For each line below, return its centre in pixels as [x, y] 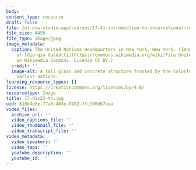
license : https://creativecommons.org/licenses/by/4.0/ [75, 88]
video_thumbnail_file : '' [43, 126]
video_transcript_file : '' [44, 131]
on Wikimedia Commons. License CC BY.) [65, 60]
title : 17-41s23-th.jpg [35, 98]
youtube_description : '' [41, 152]
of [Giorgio [31, 55]
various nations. [38, 77]
